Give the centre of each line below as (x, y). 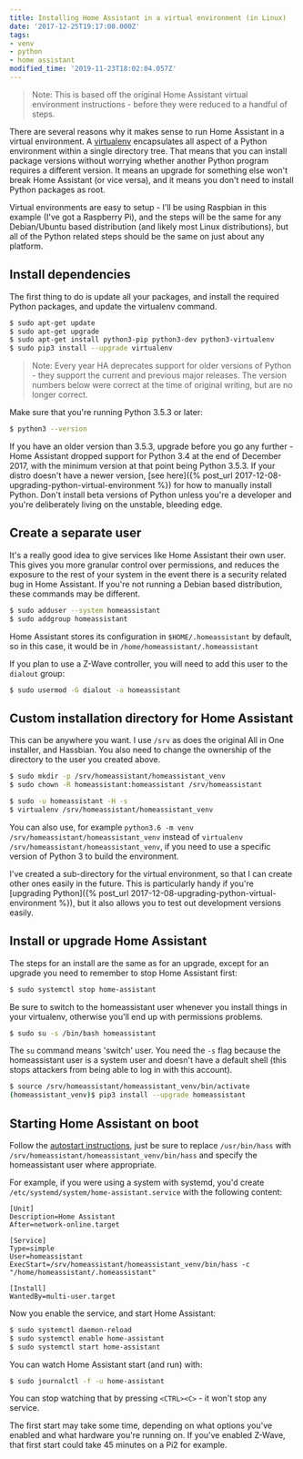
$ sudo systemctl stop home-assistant (83, 989)
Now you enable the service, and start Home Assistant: (113, 1313)
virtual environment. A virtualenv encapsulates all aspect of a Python (138, 141)
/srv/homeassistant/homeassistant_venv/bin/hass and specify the (133, 1155)
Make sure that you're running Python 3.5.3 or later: (106, 413)
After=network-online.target (65, 1224)
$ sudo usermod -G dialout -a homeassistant (95, 690)
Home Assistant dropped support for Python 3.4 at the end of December (146, 456)
